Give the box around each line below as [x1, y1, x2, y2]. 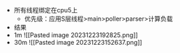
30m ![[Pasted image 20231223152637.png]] [13, 39, 142, 46]
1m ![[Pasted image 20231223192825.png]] [13, 31, 138, 39]
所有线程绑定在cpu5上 [13, 6, 78, 14]
